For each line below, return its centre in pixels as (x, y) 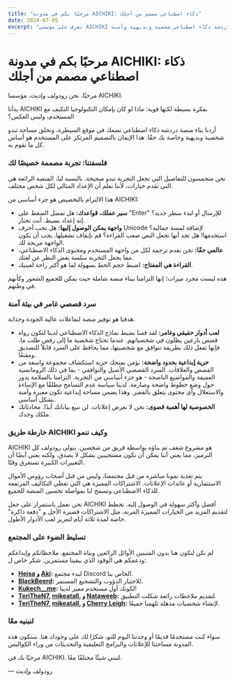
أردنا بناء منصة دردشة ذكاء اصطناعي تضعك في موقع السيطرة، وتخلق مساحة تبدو (112, 130)
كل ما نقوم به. (26, 145)
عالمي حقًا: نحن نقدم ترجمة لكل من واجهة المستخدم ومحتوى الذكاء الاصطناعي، (121, 249)
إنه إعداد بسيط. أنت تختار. (52, 220)
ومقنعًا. (27, 354)
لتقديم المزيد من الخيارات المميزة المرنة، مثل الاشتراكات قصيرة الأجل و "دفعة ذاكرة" (118, 511)
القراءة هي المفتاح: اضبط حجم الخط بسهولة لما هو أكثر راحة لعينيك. (105, 264)
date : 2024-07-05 (33, 20)
